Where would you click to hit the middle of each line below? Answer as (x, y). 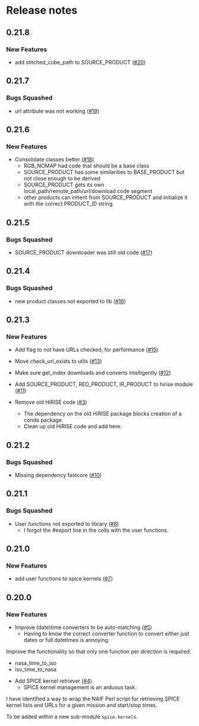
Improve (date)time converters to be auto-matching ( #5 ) (83, 627)
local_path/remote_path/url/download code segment (88, 191)
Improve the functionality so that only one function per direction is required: (99, 652)
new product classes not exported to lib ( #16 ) (70, 301)
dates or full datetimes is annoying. (67, 640)
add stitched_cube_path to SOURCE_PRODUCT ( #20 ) (80, 62)
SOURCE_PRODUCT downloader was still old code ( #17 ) (83, 252)
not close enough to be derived (62, 179)
